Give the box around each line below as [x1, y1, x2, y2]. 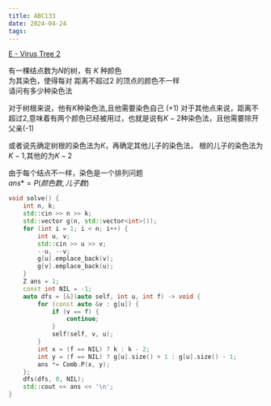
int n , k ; [23, 202, 57, 211]
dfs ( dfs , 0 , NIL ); [23, 375, 85, 383]
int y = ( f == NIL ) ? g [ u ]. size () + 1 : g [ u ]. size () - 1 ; [37, 353, 237, 361]
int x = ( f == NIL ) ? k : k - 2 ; [37, 345, 150, 353]
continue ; [66, 315, 100, 323]
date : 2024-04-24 [8, 19, 67, 28]
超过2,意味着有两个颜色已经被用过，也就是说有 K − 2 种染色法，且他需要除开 [8, 113, 259, 123]
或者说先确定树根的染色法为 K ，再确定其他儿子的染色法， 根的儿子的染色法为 [8, 141, 264, 151]
